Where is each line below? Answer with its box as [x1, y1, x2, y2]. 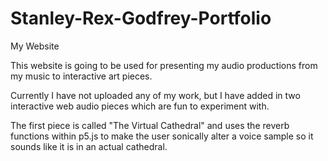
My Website [10, 40, 60, 52]
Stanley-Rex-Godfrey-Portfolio [10, 7, 272, 30]
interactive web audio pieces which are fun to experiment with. [10, 100, 270, 112]
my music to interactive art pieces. [10, 70, 153, 82]
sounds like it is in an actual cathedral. [10, 140, 168, 152]
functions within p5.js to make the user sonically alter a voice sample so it [10, 130, 314, 142]
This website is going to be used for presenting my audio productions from [10, 59, 318, 71]
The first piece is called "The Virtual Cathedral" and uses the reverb [10, 119, 290, 131]
